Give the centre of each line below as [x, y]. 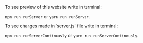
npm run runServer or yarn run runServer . [48, 16]
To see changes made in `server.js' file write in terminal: [62, 26]
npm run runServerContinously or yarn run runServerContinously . [72, 35]
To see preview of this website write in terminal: [54, 7]
